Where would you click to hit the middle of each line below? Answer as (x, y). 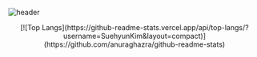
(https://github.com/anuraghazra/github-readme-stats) (135, 44)
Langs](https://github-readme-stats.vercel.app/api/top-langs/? (145, 27)
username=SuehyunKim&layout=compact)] (135, 36)
